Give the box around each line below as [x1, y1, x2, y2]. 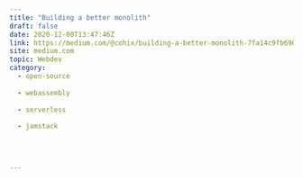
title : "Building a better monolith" [9, 13, 151, 22]
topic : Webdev [9, 55, 63, 64]
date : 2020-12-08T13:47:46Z [9, 30, 115, 39]
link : [9, 38, 30, 48]
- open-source [17, 72, 70, 81]
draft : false [9, 22, 59, 31]
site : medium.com [9, 47, 75, 56]
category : [9, 64, 47, 73]
